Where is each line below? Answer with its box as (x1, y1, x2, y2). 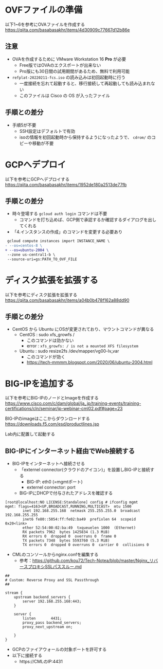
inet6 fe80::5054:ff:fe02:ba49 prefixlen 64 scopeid (22, 517, 136, 522)
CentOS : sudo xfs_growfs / (19, 332, 75, 338)
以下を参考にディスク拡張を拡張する (5, 291, 78, 297)
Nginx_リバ (135, 558, 158, 563)
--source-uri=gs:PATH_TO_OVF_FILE (7, 256, 77, 262)
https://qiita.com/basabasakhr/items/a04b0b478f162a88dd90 (5, 297, 130, 303)
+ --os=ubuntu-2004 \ (5, 248, 49, 253)
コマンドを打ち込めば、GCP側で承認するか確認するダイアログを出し (19, 217, 157, 223)
